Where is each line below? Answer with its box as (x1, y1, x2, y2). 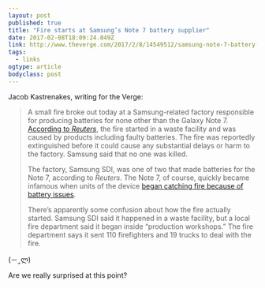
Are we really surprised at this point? (8, 270, 128, 280)
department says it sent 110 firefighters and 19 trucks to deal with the (27, 230, 252, 239)
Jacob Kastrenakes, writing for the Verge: (8, 92, 144, 101)
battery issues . (27, 189, 77, 199)
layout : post (8, 11, 51, 20)
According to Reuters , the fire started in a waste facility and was (27, 124, 237, 133)
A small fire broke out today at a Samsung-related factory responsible (27, 107, 255, 117)
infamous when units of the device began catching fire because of (27, 181, 244, 190)
